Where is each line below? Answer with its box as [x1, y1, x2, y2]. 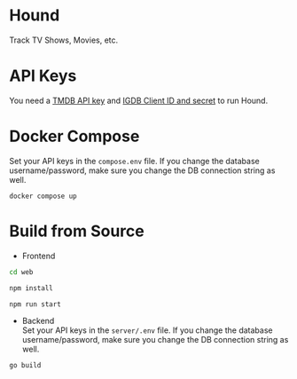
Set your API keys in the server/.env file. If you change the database [21, 325, 273, 336]
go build [9, 361, 42, 370]
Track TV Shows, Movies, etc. [9, 35, 119, 45]
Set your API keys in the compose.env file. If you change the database [9, 155, 260, 166]
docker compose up [9, 192, 77, 201]
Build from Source [9, 221, 145, 241]
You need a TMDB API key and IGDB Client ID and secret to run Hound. [9, 95, 269, 106]
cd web [9, 267, 34, 276]
